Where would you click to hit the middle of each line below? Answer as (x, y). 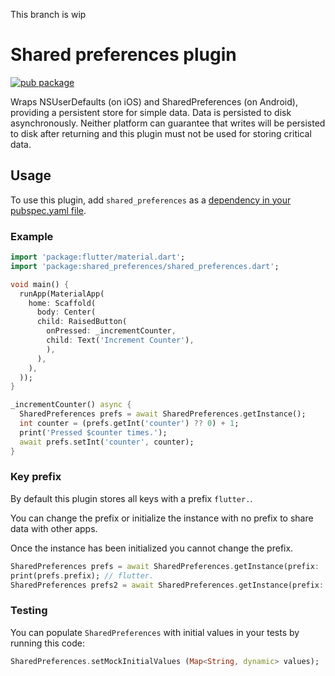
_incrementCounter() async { (71, 405)
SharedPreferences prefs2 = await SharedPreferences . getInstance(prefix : (167, 585)
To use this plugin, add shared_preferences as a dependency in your (151, 200)
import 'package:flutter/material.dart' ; (98, 257)
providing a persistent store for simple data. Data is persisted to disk (151, 112)
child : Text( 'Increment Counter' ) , (120, 340)
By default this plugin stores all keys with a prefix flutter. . (131, 498)
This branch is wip (48, 14)
